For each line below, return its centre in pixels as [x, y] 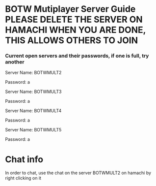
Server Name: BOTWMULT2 [33, 73]
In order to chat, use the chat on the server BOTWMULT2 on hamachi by [78, 173]
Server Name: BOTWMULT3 [34, 92]
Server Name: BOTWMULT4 [33, 111]
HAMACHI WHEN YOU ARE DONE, [76, 30]
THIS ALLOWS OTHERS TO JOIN [72, 41]
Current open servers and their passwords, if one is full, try [77, 56]
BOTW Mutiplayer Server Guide [70, 9]
